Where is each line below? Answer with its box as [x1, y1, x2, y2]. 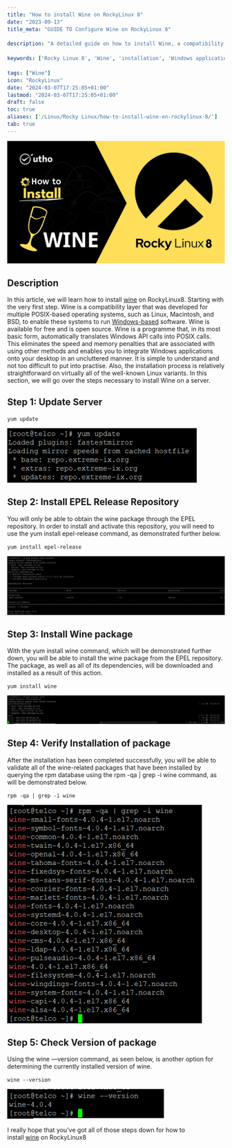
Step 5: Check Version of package [7, 1037, 157, 1048]
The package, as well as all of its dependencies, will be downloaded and [7, 662, 213, 670]
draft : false [7, 99, 45, 106]
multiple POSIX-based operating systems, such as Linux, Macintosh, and [7, 310, 214, 318]
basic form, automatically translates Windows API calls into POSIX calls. [7, 332, 212, 340]
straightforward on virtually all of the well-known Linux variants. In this [7, 369, 207, 377]
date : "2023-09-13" [7, 18, 64, 26]
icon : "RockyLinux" [7, 77, 64, 84]
